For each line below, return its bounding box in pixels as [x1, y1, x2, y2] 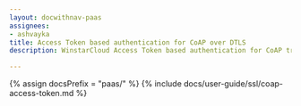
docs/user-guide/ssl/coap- [183, 78, 284, 89]
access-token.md [9, 88, 74, 99]
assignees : [9, 21, 50, 30]
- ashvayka [9, 29, 50, 38]
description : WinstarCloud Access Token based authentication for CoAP [9, 46, 282, 55]
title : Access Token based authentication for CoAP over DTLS [9, 37, 246, 47]
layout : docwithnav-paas [9, 12, 102, 22]
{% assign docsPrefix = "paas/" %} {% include [9, 78, 182, 89]
